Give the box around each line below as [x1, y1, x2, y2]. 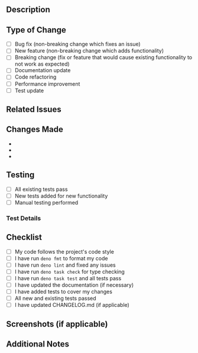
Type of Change [6, 25, 66, 35]
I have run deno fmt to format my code [14, 254, 108, 262]
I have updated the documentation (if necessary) [14, 281, 134, 289]
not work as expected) [14, 60, 70, 67]
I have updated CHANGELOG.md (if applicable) [14, 302, 130, 309]
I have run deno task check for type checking [14, 268, 125, 275]
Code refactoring [14, 73, 57, 80]
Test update [14, 87, 44, 94]
